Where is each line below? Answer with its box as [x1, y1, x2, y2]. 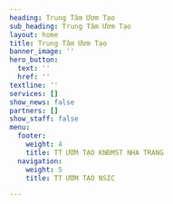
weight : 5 [25, 165, 63, 174]
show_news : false [9, 97, 75, 107]
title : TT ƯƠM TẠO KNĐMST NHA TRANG [25, 148, 165, 157]
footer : [17, 131, 47, 141]
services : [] [9, 89, 59, 98]
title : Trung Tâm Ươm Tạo [9, 38, 107, 48]
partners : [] [9, 106, 59, 115]
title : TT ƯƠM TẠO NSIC [25, 173, 116, 182]
